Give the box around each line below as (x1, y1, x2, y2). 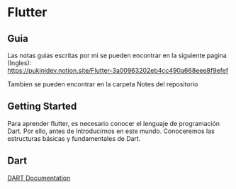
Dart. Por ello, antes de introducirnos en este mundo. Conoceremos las (7, 127, 215, 135)
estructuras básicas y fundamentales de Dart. (7, 134, 141, 142)
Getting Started (7, 101, 77, 113)
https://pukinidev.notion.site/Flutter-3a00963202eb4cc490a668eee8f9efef (7, 67, 229, 74)
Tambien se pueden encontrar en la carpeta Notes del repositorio (7, 80, 198, 88)
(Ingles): (7, 59, 32, 67)
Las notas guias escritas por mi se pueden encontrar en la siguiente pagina (7, 51, 227, 59)
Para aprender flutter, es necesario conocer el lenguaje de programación (7, 119, 220, 127)
